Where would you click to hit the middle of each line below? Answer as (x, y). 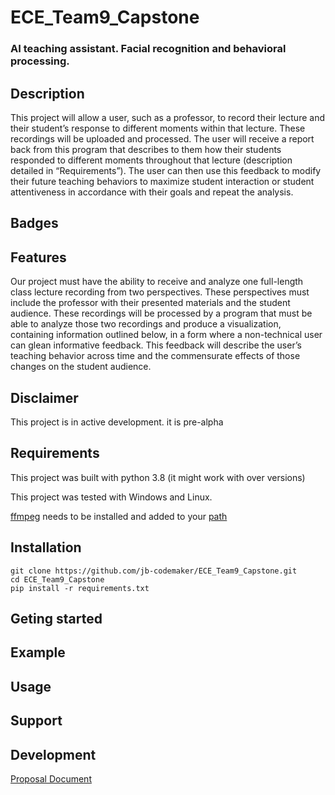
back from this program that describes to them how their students (146, 149)
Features (38, 257)
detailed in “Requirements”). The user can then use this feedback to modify (166, 170)
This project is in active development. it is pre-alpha (117, 422)
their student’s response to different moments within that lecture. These (158, 128)
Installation (46, 547)
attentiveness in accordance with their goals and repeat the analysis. (152, 192)
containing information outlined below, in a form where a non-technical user (166, 335)
